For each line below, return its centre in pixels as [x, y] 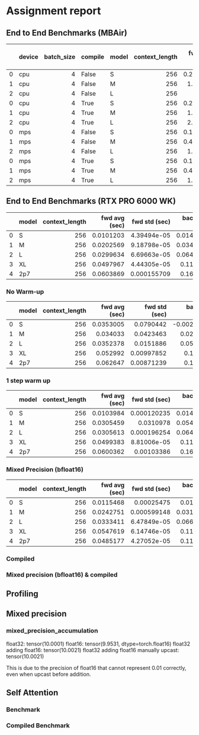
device [28, 57]
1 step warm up [28, 381]
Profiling [22, 594]
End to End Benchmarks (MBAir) [67, 33]
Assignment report [54, 11]
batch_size [60, 57]
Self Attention [32, 693]
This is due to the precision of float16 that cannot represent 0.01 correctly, [96, 667]
